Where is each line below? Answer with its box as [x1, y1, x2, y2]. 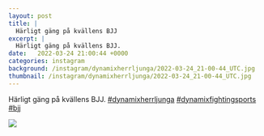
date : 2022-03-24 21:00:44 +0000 [8, 49, 129, 57]
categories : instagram [8, 57, 85, 66]
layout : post [8, 11, 53, 20]
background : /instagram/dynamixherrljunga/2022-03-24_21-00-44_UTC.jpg [8, 65, 255, 73]
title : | [8, 19, 38, 28]
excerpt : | [8, 34, 45, 43]
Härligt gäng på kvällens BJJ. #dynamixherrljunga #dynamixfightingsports [8, 94, 257, 104]
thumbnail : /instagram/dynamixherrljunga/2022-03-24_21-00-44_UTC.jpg [8, 72, 252, 80]
